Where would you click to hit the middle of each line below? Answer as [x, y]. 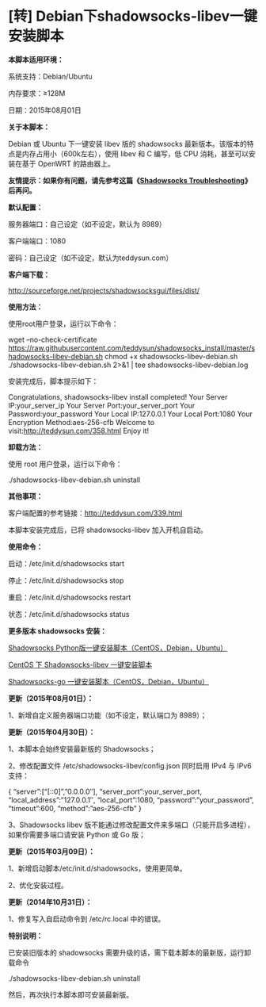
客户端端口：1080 [37, 241]
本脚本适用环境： [36, 59]
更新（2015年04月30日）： [52, 732]
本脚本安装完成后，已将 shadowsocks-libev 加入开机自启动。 [108, 530]
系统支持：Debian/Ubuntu [50, 76]
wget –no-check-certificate [53, 339]
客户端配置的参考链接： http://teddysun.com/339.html [95, 513]
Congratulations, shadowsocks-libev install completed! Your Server [118, 396]
